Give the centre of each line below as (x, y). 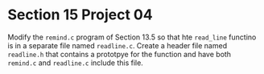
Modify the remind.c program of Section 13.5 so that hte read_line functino (132, 37)
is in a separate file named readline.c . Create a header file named (117, 45)
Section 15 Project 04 (80, 15)
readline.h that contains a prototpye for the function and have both (119, 54)
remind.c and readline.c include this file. (76, 63)
